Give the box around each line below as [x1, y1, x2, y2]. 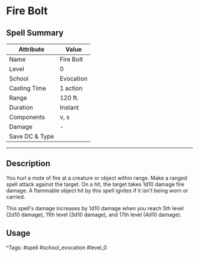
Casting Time [9, 84, 46, 92]
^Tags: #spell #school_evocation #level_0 [6, 244, 107, 251]
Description [6, 159, 50, 169]
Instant [59, 104, 79, 111]
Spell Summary [6, 28, 64, 38]
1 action [59, 84, 83, 92]
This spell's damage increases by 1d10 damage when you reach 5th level [6, 204, 184, 211]
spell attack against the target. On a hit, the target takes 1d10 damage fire [6, 181, 185, 188]
